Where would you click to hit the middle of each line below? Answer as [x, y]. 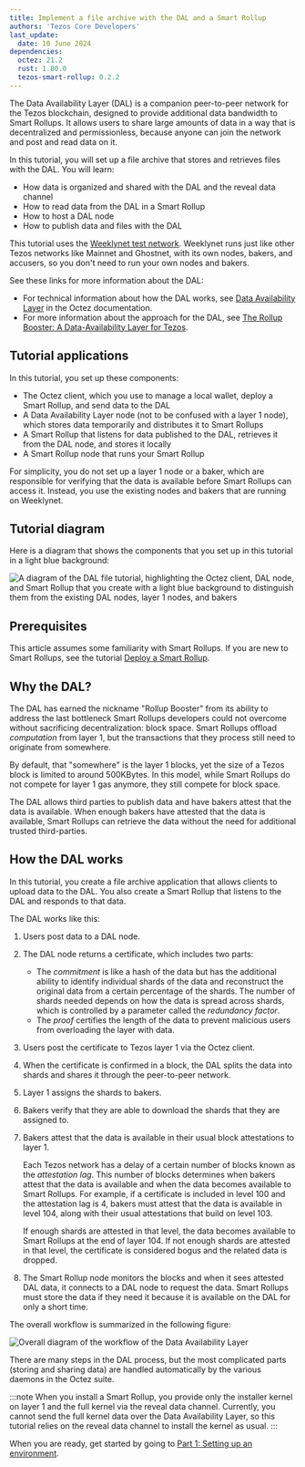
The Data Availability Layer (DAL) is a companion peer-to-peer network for [149, 103]
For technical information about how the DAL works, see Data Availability [159, 298]
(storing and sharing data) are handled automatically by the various [136, 1369]
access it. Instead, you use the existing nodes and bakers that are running [148, 491]
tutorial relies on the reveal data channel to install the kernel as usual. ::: [144, 1426]
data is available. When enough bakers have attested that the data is [137, 811]
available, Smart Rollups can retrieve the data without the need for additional [153, 821]
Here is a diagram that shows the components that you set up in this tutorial [152, 551]
